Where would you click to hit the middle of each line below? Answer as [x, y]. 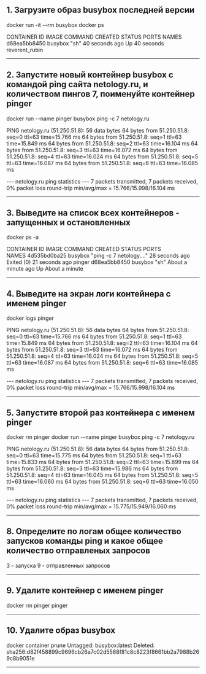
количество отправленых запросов [78, 551]
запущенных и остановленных [68, 223]
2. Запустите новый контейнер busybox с [90, 75]
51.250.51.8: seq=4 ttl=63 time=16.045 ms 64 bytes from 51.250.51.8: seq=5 [102, 475]
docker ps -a [22, 237]
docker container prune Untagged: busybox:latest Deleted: [81, 645]
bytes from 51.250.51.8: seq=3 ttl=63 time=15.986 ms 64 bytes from [92, 468]
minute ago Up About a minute [45, 269]
